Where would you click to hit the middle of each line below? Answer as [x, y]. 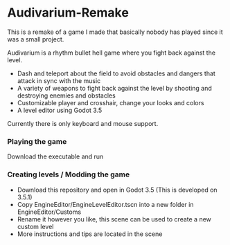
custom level [35, 226]
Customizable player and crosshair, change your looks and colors [110, 102]
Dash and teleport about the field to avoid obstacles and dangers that [116, 73]
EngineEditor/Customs [49, 212]
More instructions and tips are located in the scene [90, 234]
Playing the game [37, 141]
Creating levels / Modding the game [69, 174]
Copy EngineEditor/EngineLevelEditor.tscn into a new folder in [105, 204]
